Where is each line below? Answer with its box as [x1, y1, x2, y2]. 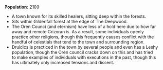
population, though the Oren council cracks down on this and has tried [11, 49, 153, 55]
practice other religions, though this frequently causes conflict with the [11, 34, 154, 40]
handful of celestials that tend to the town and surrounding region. [11, 39, 145, 45]
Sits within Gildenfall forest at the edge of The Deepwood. [11, 19, 128, 24]
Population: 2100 [4, 4, 39, 10]
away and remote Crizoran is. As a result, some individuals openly [11, 29, 144, 34]
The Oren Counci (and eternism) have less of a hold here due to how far [11, 24, 156, 29]
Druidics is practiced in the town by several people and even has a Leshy [11, 44, 158, 50]
